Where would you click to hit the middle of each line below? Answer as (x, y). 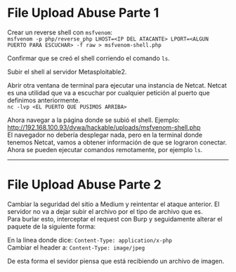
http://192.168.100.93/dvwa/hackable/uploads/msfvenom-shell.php (104, 127)
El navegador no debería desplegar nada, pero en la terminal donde (105, 135)
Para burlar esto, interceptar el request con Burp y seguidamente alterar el (115, 219)
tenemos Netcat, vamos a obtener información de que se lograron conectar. (117, 142)
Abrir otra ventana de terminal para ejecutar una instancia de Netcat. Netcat (117, 85)
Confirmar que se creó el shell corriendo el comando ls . (88, 58)
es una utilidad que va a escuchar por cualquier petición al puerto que (109, 93)
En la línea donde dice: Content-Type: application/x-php (90, 240)
